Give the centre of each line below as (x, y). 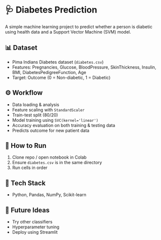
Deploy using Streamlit (35, 232)
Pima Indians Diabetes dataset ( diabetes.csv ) (58, 62)
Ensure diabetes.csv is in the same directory (57, 163)
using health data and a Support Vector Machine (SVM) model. (68, 32)
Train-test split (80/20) (35, 115)
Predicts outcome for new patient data (50, 130)
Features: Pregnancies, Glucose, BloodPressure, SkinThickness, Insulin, (84, 67)
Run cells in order (30, 168)
